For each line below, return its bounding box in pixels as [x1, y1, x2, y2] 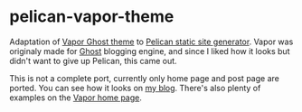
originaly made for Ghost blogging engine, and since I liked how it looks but [9, 45, 290, 56]
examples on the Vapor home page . [9, 92, 143, 103]
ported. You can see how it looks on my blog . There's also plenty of [9, 82, 261, 93]
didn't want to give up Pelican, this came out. [9, 55, 178, 66]
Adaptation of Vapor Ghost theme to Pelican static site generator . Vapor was [9, 36, 294, 47]
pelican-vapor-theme [9, 6, 175, 27]
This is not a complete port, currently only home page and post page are [9, 72, 280, 83]
